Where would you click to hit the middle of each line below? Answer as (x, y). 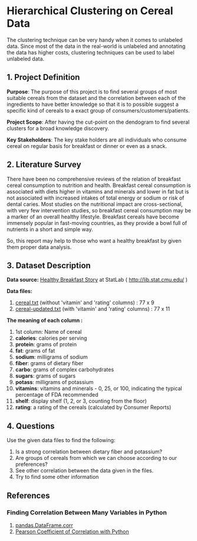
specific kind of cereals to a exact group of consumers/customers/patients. (98, 110)
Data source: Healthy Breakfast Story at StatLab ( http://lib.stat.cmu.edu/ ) (97, 280)
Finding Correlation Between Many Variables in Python (87, 512)
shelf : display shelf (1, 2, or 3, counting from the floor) (81, 401)
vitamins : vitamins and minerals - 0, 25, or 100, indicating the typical (98, 388)
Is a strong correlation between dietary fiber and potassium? (89, 452)
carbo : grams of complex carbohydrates (65, 370)
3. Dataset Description (49, 265)
